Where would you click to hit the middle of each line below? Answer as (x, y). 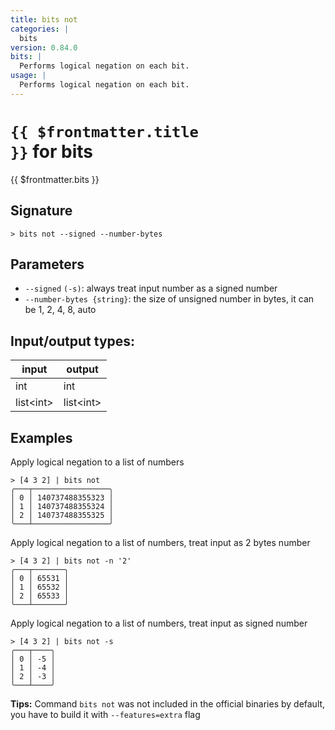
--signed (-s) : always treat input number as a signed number (151, 288)
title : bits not (44, 19)
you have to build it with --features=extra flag (105, 714)
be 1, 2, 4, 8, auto (60, 310)
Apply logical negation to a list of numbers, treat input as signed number (159, 623)
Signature (41, 211)
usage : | (28, 76)
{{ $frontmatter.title (104, 131)
